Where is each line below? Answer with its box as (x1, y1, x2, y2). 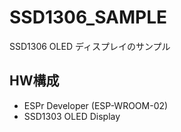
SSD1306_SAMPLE (9, 6, 168, 29)
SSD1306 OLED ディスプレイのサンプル (9, 40, 171, 52)
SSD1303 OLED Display (23, 110, 121, 122)
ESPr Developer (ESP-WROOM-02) (23, 99, 169, 111)
